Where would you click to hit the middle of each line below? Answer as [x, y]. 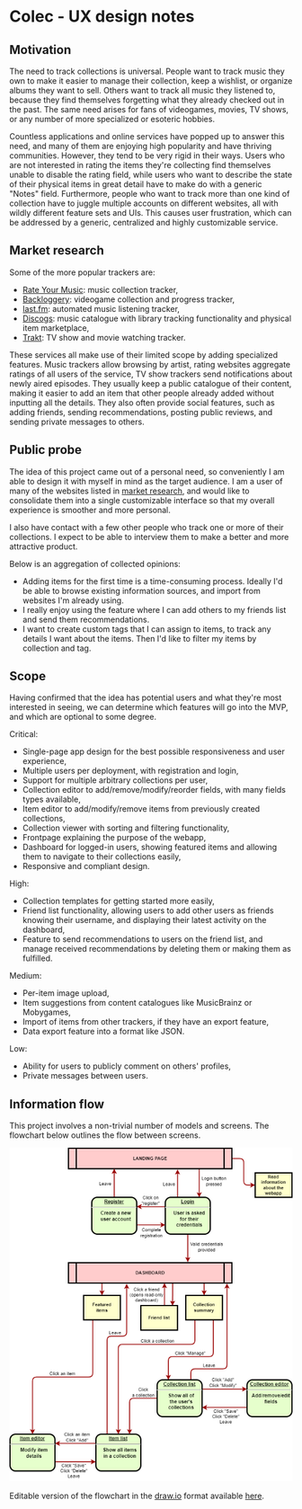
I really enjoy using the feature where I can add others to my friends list [154, 609]
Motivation [40, 50]
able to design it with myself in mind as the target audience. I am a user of [146, 481]
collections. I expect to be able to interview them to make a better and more [149, 537]
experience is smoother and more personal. [90, 510]
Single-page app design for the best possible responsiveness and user [153, 751]
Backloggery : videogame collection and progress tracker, [129, 299]
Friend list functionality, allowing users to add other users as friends [148, 910]
